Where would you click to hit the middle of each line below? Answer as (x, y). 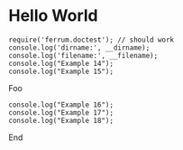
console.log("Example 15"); (61, 71)
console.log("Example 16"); (61, 105)
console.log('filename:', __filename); (83, 55)
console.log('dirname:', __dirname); (79, 47)
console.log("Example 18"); (61, 120)
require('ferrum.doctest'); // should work (91, 40)
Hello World (53, 16)
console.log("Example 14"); (61, 63)
